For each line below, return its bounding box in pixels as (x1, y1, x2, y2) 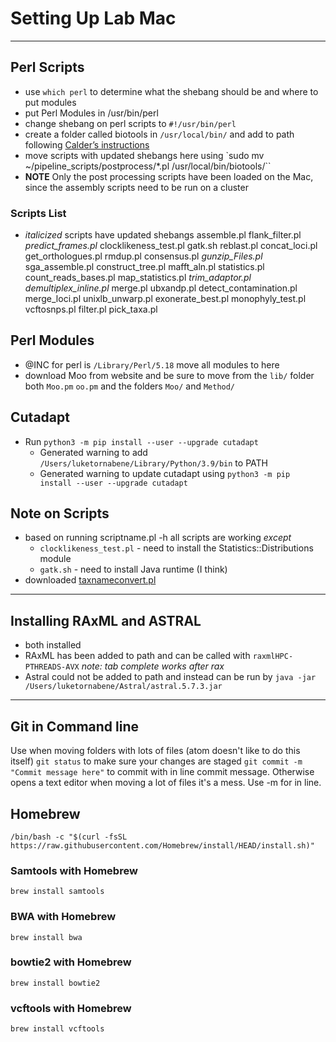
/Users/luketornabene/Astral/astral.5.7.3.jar (24, 682, 223, 692)
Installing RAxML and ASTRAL (10, 612, 202, 629)
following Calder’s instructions (24, 138, 150, 151)
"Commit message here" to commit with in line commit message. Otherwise (10, 766, 315, 778)
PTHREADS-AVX (24, 662, 80, 672)
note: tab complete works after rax (81, 660, 225, 672)
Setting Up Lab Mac (10, 7, 177, 30)
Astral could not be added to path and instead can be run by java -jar (24, 671, 317, 683)
